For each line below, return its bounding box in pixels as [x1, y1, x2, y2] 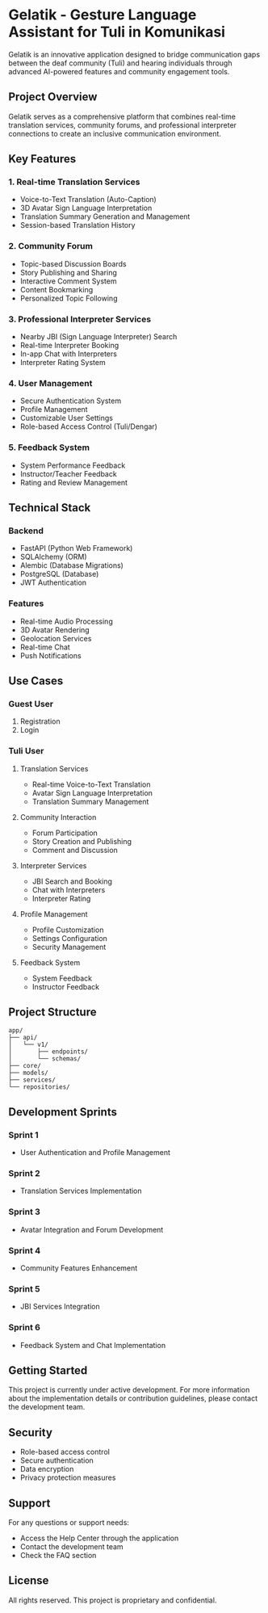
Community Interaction [19, 812, 97, 821]
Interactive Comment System [19, 276, 117, 286]
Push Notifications [19, 650, 82, 660]
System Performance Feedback [19, 460, 126, 470]
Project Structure [8, 1005, 97, 1019]
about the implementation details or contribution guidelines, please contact [8, 1393, 258, 1403]
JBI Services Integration [19, 1302, 101, 1312]
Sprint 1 [8, 1129, 39, 1140]
